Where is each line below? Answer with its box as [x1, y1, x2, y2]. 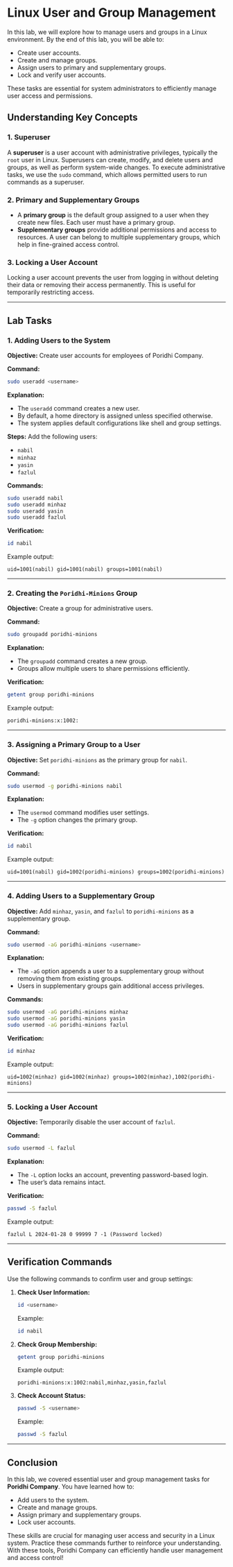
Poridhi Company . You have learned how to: [7, 1482, 135, 1491]
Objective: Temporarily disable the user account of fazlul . [7, 1118, 175, 1127]
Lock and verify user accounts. [17, 71, 106, 79]
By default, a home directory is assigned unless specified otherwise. [17, 411, 213, 420]
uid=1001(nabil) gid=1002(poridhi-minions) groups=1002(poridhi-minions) [7, 868, 225, 875]
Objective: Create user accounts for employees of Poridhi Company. [7, 351, 204, 359]
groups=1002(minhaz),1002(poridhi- [112, 1073, 216, 1080]
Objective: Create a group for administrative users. [7, 604, 153, 613]
